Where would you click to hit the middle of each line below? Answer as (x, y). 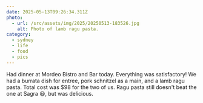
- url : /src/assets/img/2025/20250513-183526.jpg (75, 23)
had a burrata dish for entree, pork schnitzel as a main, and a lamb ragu (95, 81)
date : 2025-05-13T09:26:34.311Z (47, 12)
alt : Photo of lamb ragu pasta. (58, 29)
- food (20, 51)
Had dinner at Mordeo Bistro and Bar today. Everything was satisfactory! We (101, 74)
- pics (20, 57)
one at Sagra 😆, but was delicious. (50, 93)
